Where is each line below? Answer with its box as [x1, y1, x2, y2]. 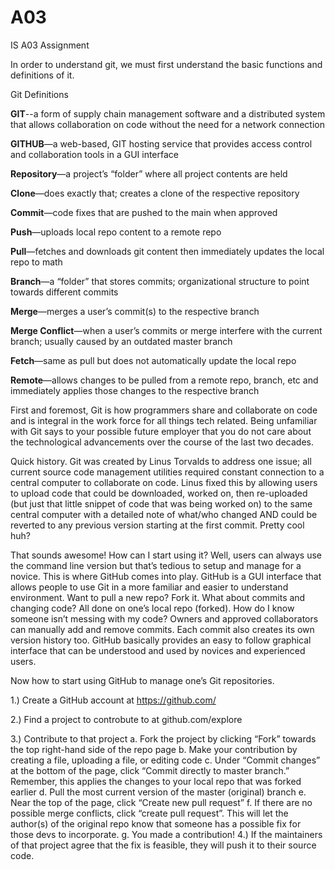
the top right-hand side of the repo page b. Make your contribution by [10, 743, 298, 755]
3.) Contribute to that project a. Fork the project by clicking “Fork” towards [10, 732, 317, 745]
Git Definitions [10, 88, 69, 100]
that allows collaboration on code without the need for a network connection [10, 118, 325, 130]
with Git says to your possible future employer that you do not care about [10, 425, 312, 437]
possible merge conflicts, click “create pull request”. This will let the [10, 807, 289, 819]
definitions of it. [10, 69, 75, 81]
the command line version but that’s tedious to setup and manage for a [10, 559, 302, 571]
